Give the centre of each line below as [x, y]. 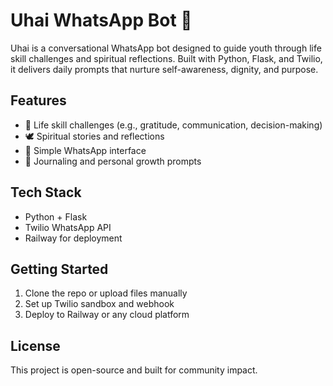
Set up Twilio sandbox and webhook [99, 304]
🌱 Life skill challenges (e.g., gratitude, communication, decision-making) [173, 125]
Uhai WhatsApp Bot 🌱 [101, 20]
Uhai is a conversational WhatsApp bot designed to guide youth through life [166, 48]
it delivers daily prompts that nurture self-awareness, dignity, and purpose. [164, 69]
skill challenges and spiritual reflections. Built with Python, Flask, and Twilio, [166, 58]
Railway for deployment [73, 238]
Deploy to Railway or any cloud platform [107, 315]
